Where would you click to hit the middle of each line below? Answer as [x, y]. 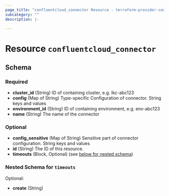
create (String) [28, 188]
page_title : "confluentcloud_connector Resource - [59, 10]
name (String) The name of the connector [56, 114]
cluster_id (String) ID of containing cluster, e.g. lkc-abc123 [73, 93]
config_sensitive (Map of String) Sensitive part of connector [75, 138]
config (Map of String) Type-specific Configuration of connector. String [87, 98]
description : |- [22, 19]
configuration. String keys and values [51, 144]
